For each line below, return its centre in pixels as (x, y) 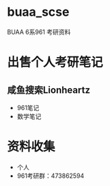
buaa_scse (38, 12)
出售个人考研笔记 (55, 62)
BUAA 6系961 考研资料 (39, 32)
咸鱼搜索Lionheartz (49, 90)
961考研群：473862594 (51, 176)
